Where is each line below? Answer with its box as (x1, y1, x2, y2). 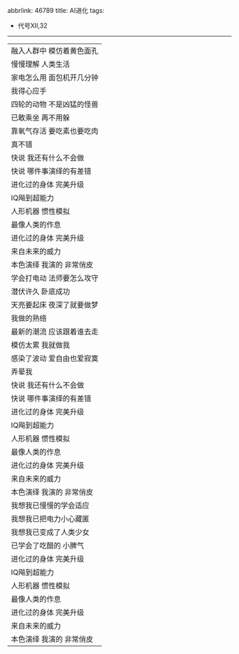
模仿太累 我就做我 (11, 340, 70, 349)
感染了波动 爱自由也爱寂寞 (11, 354, 99, 363)
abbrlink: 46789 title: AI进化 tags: (7, 6, 105, 14)
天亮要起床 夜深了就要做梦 (11, 300, 99, 310)
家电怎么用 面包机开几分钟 (11, 73, 99, 82)
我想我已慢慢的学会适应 (11, 501, 90, 510)
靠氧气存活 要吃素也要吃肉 (11, 126, 99, 136)
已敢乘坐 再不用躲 (11, 113, 70, 123)
